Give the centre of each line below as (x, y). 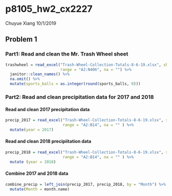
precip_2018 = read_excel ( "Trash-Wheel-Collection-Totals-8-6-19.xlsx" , (84, 152)
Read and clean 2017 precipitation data (48, 109)
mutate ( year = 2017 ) (32, 130)
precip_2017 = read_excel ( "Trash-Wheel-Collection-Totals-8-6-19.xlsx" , (84, 120)
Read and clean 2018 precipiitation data (48, 141)
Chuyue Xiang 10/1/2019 (31, 23)
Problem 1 (21, 39)
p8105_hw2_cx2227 (49, 9)
